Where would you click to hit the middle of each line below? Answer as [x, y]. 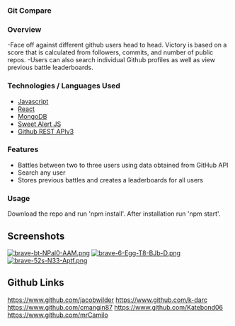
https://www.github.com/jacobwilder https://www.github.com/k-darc [107, 300]
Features [23, 149]
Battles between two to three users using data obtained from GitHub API [123, 165]
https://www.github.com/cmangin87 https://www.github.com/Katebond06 [115, 307]
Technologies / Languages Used [64, 86]
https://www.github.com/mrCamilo [58, 315]
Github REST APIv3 [46, 131]
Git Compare [29, 11]
